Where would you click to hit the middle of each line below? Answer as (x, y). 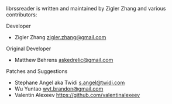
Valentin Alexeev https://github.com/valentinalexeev (77, 95)
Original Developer (29, 48)
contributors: (22, 15)
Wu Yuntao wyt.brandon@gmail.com (59, 89)
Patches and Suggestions (37, 71)
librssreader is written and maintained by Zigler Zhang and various (86, 8)
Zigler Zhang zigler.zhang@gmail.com (60, 37)
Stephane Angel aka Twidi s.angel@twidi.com (70, 82)
